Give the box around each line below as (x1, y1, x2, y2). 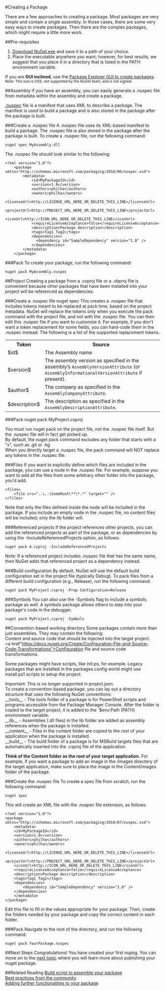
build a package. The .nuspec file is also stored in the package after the (5, 128, 150, 134)
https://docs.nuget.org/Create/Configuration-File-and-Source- (22, 641, 149, 647)
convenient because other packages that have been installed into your (5, 283, 148, 289)
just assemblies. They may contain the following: (5, 630, 104, 636)
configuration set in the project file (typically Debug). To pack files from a (5, 573, 154, 579)
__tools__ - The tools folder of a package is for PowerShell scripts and (5, 697, 146, 702)
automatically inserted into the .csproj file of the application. (5, 744, 127, 750)
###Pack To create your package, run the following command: (5, 260, 132, 266)
